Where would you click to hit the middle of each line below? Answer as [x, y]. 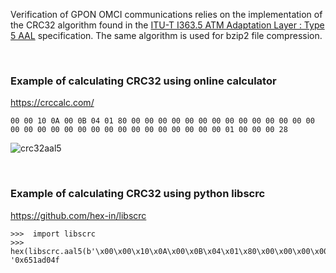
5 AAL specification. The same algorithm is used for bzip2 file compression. [166, 35]
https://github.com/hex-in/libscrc [78, 215]
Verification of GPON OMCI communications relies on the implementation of [166, 14]
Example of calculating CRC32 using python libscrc [138, 194]
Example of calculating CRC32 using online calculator [143, 81]
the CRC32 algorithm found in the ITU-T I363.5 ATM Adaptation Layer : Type [167, 25]
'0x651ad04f [35, 260]
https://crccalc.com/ [52, 103]
